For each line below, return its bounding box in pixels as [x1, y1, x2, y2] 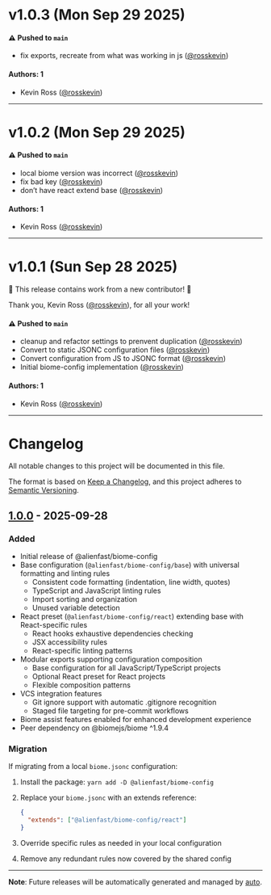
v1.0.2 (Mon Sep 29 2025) [8, 123, 186, 141]
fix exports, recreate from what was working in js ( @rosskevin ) [19, 51, 229, 61]
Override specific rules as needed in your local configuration [19, 838, 222, 848]
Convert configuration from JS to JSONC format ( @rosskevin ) [19, 354, 226, 363]
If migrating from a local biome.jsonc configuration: [8, 762, 178, 771]
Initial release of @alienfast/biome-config [19, 552, 158, 561]
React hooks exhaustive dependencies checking [31, 628, 194, 639]
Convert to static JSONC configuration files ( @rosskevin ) [19, 345, 211, 355]
